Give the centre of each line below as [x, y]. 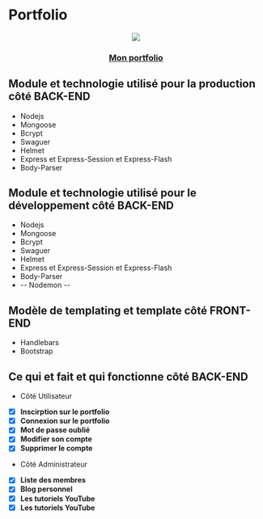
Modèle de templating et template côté [108, 310]
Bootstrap [36, 351]
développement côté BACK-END [91, 206]
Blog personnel [46, 489]
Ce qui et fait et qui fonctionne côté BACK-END [128, 376]
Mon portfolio [136, 57]
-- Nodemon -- [45, 285]
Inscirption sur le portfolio [65, 412]
